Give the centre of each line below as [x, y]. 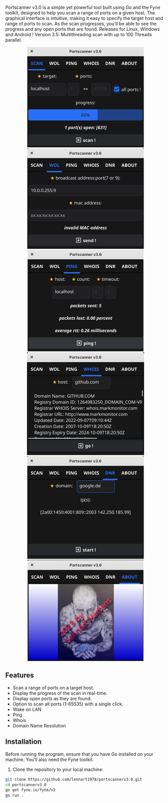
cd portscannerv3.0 [26, 785]
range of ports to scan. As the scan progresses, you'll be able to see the [81, 23]
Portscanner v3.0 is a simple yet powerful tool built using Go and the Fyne [83, 7]
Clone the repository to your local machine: [58, 769]
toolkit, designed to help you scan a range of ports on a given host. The [80, 13]
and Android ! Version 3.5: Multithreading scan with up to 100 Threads [79, 34]
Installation [23, 742]
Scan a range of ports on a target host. [53, 688]
